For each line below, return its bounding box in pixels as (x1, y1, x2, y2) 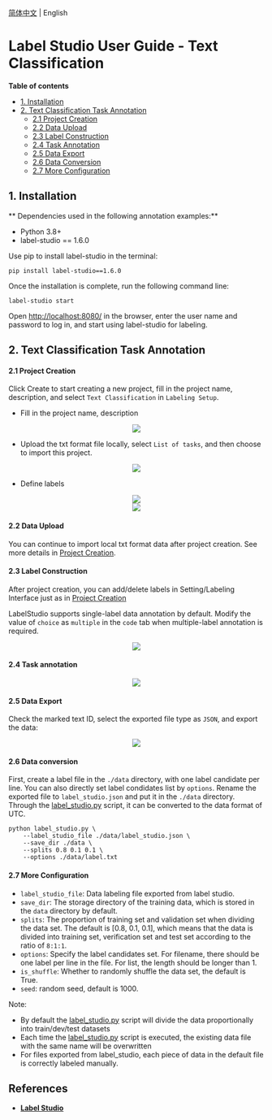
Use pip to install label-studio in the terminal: (8, 251, 158, 261)
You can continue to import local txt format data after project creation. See (8, 539, 257, 549)
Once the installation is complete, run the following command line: (8, 280, 230, 291)
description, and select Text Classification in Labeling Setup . (8, 393, 219, 402)
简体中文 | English (8, 8, 68, 17)
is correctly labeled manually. (19, 1058, 119, 1068)
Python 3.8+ (19, 227, 63, 237)
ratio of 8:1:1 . (19, 940, 67, 950)
